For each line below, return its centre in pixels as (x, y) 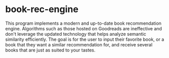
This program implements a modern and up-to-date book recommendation (83, 23)
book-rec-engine (42, 9)
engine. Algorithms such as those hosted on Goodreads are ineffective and (84, 28)
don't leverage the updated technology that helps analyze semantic (76, 34)
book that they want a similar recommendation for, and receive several (79, 44)
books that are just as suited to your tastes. (50, 50)
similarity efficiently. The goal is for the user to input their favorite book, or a (85, 39)
